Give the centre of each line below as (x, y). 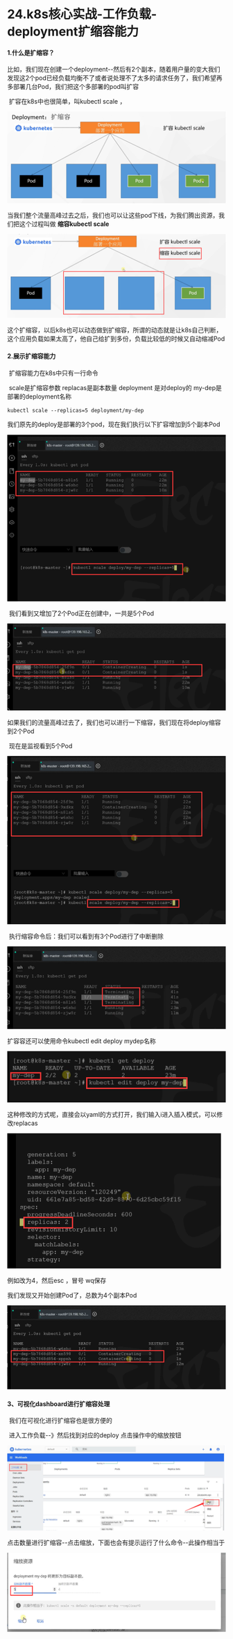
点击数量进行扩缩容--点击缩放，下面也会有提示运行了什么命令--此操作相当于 (116, 1543)
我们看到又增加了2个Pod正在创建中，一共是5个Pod (81, 613)
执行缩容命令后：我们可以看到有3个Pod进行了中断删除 (86, 937)
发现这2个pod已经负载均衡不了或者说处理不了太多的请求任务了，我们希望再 (115, 78)
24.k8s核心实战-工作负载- (82, 14)
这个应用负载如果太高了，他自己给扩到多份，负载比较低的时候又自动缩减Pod (116, 339)
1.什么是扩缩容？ (31, 52)
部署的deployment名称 (39, 396)
